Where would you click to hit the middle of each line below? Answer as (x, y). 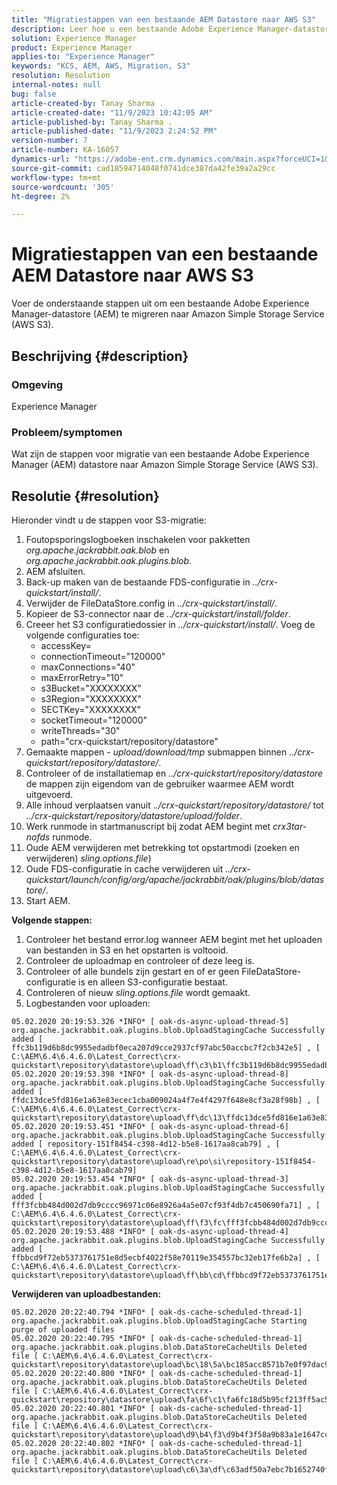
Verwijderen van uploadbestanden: (86, 1293)
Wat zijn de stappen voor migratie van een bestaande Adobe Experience (160, 454)
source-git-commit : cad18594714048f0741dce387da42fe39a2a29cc (143, 168)
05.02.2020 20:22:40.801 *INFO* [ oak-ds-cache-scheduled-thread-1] (157, 1408)
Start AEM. (48, 900)
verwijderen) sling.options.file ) (88, 858)
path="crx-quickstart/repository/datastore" (129, 741)
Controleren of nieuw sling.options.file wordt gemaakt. (138, 992)
